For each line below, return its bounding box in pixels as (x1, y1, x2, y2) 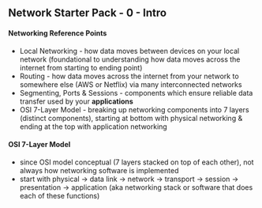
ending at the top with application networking (19, 122, 167, 131)
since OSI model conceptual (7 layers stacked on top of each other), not (19, 157, 254, 167)
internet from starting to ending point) (19, 62, 143, 72)
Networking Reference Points (8, 28, 107, 38)
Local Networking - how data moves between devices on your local (19, 46, 240, 55)
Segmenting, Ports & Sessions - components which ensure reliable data (19, 88, 253, 97)
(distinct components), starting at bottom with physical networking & (19, 113, 243, 123)
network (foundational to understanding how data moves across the (19, 55, 241, 64)
